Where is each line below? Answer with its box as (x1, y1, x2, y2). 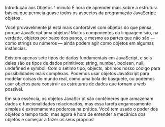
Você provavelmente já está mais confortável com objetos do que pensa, (5, 25, 153, 30)
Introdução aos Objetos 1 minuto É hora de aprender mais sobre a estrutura (5, 5, 158, 10)
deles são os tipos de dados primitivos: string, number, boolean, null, (5, 60, 145, 66)
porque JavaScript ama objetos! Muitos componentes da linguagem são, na (5, 30, 159, 35)
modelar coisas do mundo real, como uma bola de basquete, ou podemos (5, 76, 155, 81)
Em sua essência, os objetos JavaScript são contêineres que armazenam (5, 96, 154, 102)
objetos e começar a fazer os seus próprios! (5, 117, 95, 122)
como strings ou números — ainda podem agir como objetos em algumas (5, 40, 154, 46)
